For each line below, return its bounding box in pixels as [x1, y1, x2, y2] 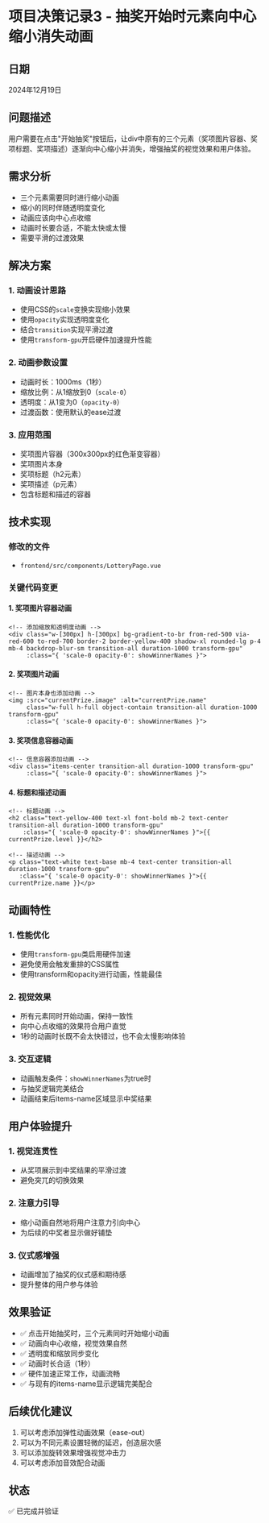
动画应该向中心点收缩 [19, 213, 91, 222]
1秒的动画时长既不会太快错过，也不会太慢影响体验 [19, 1031, 186, 1041]
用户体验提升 [8, 1119, 72, 1133]
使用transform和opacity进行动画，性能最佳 [19, 969, 163, 979]
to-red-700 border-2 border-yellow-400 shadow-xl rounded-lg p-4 [37, 637, 262, 645]
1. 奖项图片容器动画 [8, 604, 72, 613]
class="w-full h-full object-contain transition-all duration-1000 [26, 703, 258, 712]
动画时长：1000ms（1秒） [19, 376, 106, 387]
